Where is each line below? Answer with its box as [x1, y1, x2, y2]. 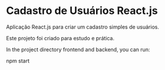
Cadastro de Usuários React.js [6, 4, 158, 17]
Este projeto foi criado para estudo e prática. [6, 34, 115, 41]
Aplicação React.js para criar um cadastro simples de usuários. [6, 23, 159, 30]
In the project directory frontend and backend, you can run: [6, 45, 150, 53]
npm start [6, 57, 30, 64]
